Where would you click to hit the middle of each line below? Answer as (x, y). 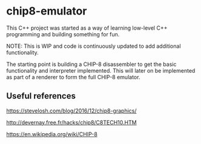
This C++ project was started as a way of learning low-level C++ (87, 28)
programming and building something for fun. (63, 34)
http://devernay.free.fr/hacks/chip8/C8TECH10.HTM (72, 122)
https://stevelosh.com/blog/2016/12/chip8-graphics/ (71, 111)
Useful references (41, 96)
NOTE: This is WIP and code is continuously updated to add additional (94, 46)
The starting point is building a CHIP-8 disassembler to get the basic (91, 64)
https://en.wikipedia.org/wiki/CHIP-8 (52, 134)
